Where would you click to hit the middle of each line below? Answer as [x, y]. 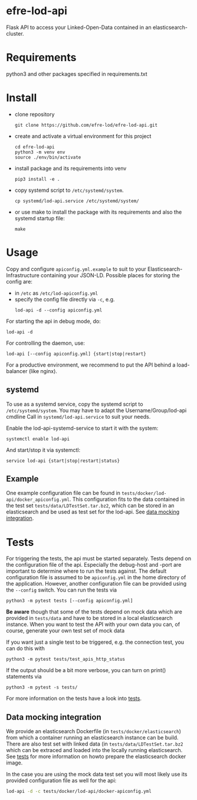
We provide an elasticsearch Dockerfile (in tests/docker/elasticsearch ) [94, 731]
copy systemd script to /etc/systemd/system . [69, 190]
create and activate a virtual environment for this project [83, 136]
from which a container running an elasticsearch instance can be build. [92, 738]
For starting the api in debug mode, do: [54, 321]
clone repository [35, 114]
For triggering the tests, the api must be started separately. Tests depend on [99, 558]
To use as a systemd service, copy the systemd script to [75, 404]
